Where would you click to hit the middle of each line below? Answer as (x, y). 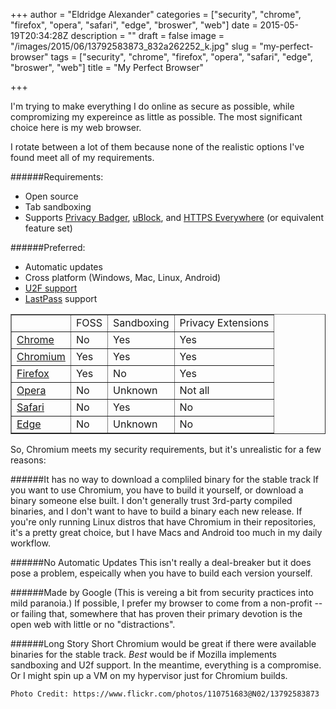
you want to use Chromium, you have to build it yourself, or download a (157, 490)
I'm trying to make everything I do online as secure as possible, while (152, 106)
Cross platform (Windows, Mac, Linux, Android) (123, 277)
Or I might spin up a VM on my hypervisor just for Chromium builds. (149, 675)
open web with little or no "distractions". (93, 624)
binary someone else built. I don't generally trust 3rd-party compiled (151, 500)
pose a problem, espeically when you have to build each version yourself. (161, 573)
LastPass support (61, 298)
